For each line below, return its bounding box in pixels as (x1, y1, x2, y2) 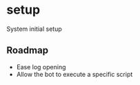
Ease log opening (16, 62, 66, 71)
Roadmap (6, 45, 49, 56)
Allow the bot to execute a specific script (16, 70, 133, 78)
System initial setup (6, 25, 63, 33)
